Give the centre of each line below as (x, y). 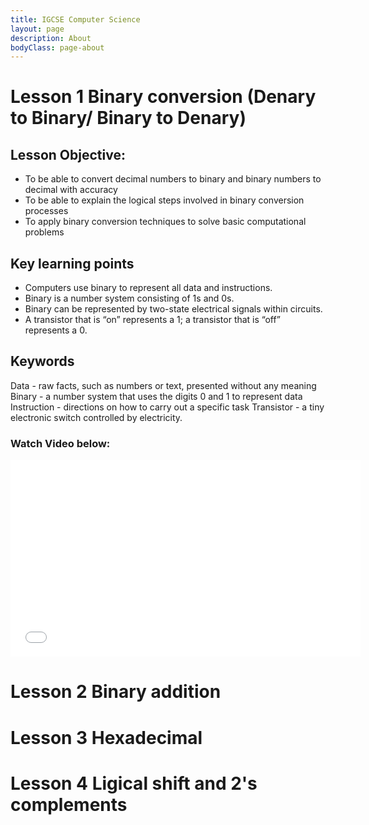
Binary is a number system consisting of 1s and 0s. (129, 298)
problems (44, 232)
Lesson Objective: (68, 154)
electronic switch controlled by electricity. (96, 417)
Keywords (42, 361)
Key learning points (72, 263)
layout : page (37, 29)
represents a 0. (56, 330)
